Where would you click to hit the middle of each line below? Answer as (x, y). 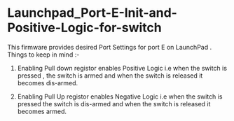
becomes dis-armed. (48, 83)
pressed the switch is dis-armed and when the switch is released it (114, 104)
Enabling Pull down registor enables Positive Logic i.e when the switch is (122, 68)
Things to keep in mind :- (43, 55)
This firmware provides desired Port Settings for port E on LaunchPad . (110, 47)
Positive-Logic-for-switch (85, 28)
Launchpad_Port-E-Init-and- (92, 13)
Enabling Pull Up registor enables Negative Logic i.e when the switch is (120, 97)
